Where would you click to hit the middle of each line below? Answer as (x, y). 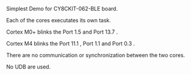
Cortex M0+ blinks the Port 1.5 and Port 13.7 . (62, 32)
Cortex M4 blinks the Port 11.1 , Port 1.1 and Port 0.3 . (71, 43)
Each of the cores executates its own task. (59, 20)
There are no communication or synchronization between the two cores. (95, 55)
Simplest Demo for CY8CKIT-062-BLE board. (62, 9)
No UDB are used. (29, 67)
